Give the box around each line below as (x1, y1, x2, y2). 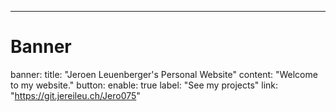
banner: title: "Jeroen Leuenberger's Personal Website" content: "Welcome (10, 68, 318, 80)
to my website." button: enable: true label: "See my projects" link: (10, 79, 279, 91)
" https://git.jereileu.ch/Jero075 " (10, 89, 141, 101)
